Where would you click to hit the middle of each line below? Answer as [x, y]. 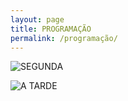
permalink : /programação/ [64, 38]
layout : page [37, 19]
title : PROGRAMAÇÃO [51, 29]
